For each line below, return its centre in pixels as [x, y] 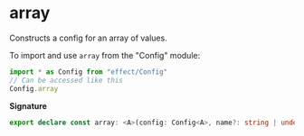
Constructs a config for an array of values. [88, 38]
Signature [28, 105]
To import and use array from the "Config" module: [105, 55]
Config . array [34, 88]
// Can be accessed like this [66, 80]
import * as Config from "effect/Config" [89, 72]
